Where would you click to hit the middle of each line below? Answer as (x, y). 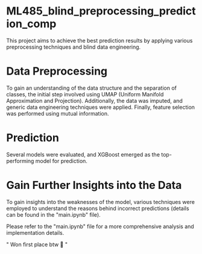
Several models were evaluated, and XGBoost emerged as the (83, 154)
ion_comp (31, 24)
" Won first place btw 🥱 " (37, 244)
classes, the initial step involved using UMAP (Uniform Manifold (85, 94)
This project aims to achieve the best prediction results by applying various (99, 40)
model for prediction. (61, 161)
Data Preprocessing (57, 71)
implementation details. (35, 232)
